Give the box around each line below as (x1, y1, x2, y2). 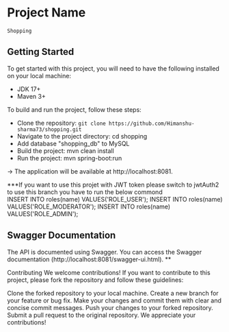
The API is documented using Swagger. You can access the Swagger (7, 248, 202, 256)
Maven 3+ (16, 92, 46, 100)
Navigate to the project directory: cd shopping (16, 132, 148, 140)
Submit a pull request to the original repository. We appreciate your (7, 311, 196, 319)
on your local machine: (7, 71, 72, 80)
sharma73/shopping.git (16, 126, 82, 133)
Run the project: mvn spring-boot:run (16, 154, 122, 162)
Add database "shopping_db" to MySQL (16, 139, 130, 147)
